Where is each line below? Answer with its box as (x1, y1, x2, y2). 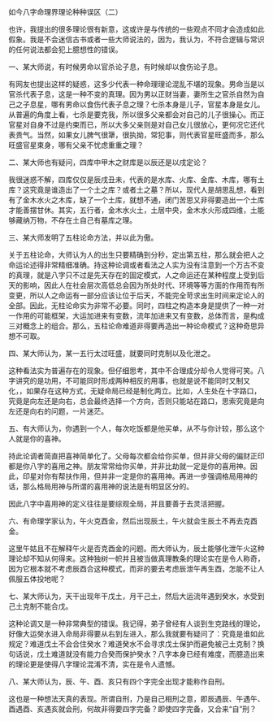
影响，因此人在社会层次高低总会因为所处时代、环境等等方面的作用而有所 (22, 280, 265, 290)
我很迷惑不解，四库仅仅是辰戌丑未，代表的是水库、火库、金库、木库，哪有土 (8, 175, 265, 185)
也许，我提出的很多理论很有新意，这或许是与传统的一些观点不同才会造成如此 (8, 24, 265, 34)
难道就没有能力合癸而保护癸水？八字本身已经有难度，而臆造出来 (50, 649, 265, 658)
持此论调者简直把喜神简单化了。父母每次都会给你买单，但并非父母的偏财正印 (8, 451, 265, 461)
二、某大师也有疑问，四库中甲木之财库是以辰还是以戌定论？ (8, 158, 208, 167)
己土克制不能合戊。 (8, 602, 73, 611)
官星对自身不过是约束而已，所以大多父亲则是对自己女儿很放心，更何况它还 (8, 120, 258, 129)
